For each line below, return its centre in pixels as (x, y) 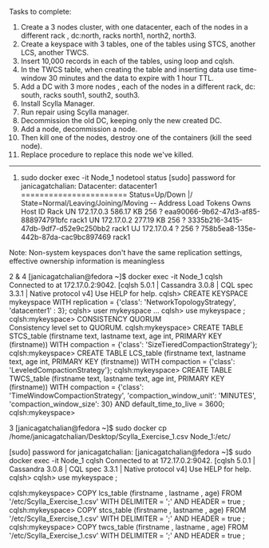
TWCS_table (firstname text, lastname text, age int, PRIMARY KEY (117, 378)
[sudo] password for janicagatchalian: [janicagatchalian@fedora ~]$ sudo (131, 452)
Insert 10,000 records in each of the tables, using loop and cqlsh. (127, 61)
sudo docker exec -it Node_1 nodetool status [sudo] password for (128, 178)
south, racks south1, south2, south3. (80, 95)
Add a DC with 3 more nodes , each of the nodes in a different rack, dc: (138, 86)
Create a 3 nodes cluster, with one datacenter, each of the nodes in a (134, 27)
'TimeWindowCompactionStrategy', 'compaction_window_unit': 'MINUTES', (133, 396)
